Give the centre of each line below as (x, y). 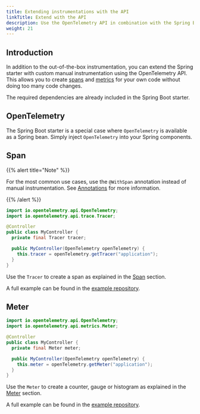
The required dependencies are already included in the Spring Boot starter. (98, 98)
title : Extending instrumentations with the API (68, 12)
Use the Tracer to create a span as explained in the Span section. (86, 276)
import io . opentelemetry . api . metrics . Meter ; (62, 326)
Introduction (30, 52)
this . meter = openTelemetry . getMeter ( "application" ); (85, 364)
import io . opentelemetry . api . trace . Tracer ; (61, 216)
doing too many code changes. (44, 86)
